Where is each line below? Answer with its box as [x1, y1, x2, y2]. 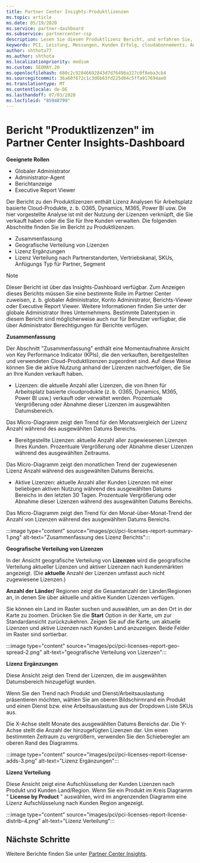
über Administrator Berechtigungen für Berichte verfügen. [6, 321, 149, 328]
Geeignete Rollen [6, 156, 49, 163]
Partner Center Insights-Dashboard [6, 136, 185, 149]
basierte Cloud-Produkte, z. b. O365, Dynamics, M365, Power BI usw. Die [6, 204, 186, 211]
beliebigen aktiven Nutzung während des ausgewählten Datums [14, 485, 172, 492]
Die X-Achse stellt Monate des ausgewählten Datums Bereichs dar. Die [6, 720, 180, 727]
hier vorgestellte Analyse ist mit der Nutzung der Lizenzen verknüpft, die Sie [6, 210, 193, 218]
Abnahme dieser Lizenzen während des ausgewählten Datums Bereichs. [14, 497, 193, 505]
